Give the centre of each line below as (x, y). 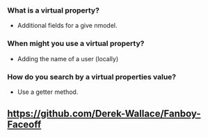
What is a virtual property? (53, 10)
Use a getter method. (48, 92)
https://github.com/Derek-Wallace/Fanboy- (104, 114)
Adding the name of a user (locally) (68, 58)
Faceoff (24, 125)
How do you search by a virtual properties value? (92, 76)
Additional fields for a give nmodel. (67, 26)
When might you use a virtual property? (76, 44)
